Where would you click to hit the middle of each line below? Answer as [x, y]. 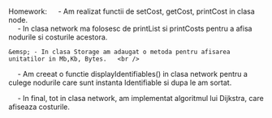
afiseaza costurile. [39, 107]
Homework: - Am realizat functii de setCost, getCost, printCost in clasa [132, 11]
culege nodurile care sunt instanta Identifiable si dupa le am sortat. [120, 82]
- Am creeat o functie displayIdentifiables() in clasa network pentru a [132, 74]
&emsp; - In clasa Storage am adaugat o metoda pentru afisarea [119, 52]
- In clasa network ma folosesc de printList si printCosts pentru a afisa [135, 29]
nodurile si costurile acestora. [58, 37]
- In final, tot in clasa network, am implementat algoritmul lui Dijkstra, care [140, 99]
